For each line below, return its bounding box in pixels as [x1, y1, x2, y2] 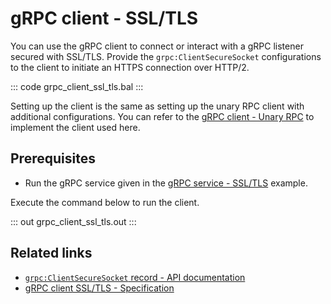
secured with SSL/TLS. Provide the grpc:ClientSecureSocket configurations [10, 50, 322, 62]
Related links [10, 245, 93, 262]
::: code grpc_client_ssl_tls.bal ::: [10, 80, 144, 92]
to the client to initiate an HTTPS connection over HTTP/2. [10, 61, 250, 73]
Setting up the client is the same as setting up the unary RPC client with [10, 100, 305, 112]
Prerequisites [10, 150, 96, 167]
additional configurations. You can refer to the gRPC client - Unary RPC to [10, 110, 315, 122]
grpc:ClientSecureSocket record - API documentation [24, 271, 246, 283]
